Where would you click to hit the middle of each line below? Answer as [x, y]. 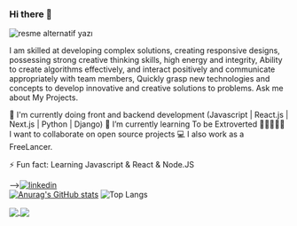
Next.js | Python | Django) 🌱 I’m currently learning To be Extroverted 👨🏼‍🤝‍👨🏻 [147, 124]
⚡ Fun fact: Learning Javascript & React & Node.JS [102, 165]
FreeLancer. [31, 147]
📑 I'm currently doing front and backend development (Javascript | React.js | [149, 115]
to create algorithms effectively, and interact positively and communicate [142, 69]
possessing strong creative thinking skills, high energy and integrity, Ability [146, 60]
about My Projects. [43, 97]
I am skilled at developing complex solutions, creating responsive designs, [145, 51]
